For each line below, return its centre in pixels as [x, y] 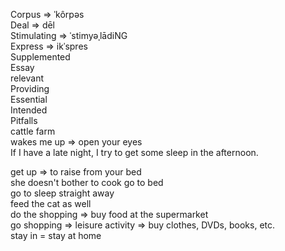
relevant [27, 78]
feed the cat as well [51, 203]
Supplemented [40, 57]
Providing [30, 88]
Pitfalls [24, 120]
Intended [29, 110]
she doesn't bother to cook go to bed [87, 182]
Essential [29, 99]
